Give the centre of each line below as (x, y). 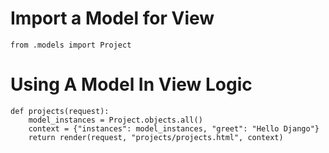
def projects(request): (60, 111)
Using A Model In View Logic (131, 84)
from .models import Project (71, 45)
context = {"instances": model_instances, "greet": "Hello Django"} (174, 128)
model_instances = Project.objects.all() (115, 120)
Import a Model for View (112, 18)
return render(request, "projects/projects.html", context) (156, 137)
